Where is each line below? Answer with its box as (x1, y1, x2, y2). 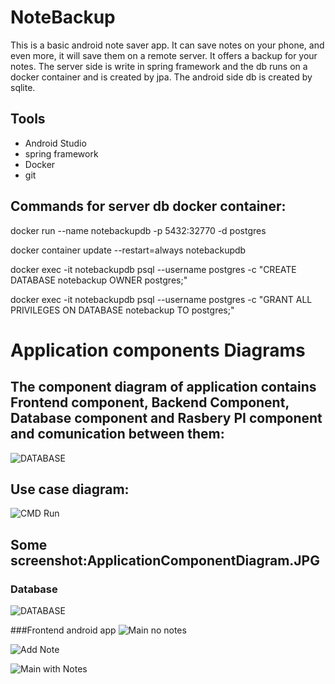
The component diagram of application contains (10, 379, 317, 396)
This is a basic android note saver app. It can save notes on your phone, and (10, 39, 325, 51)
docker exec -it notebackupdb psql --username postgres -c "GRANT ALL (10, 293, 313, 305)
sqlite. (10, 81, 36, 93)
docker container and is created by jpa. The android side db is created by (10, 71, 313, 83)
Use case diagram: (10, 481, 130, 498)
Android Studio (24, 137, 87, 149)
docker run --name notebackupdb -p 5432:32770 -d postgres (10, 224, 267, 236)
